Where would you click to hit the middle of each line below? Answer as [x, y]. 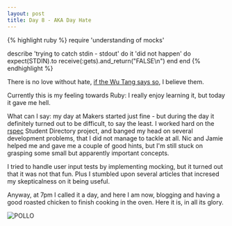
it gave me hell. [29, 102]
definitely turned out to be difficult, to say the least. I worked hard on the [111, 123]
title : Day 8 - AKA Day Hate [49, 20]
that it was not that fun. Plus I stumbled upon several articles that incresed [114, 174]
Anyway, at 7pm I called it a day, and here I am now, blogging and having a [114, 195]
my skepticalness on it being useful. [59, 181]
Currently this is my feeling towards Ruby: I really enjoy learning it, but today [116, 95]
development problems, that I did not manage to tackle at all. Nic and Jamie [115, 138]
